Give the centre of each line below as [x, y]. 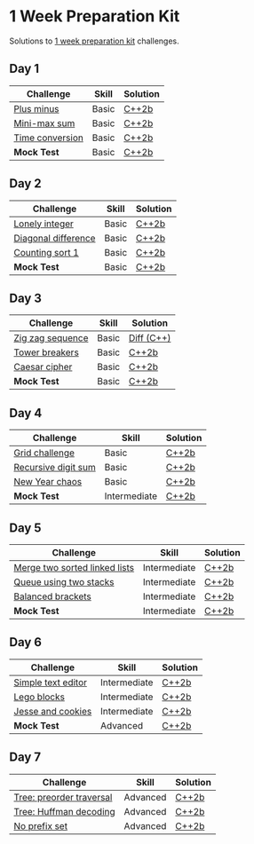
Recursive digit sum [55, 468]
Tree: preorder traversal [63, 797]
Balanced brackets [52, 596]
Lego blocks [39, 697]
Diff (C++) [150, 338]
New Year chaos [48, 482]
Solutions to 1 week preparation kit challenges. [94, 41]
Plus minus [36, 108]
